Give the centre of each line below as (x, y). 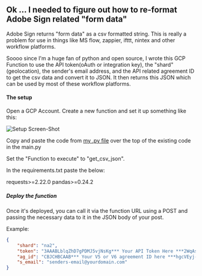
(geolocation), (23, 71)
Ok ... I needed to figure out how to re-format (92, 10)
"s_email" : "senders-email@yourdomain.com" (72, 262)
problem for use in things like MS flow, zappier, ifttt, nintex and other (91, 40)
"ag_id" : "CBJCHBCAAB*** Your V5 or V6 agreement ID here (91, 257)
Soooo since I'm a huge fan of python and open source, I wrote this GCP (96, 58)
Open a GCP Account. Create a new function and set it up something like (96, 111)
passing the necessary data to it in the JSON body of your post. (85, 217)
